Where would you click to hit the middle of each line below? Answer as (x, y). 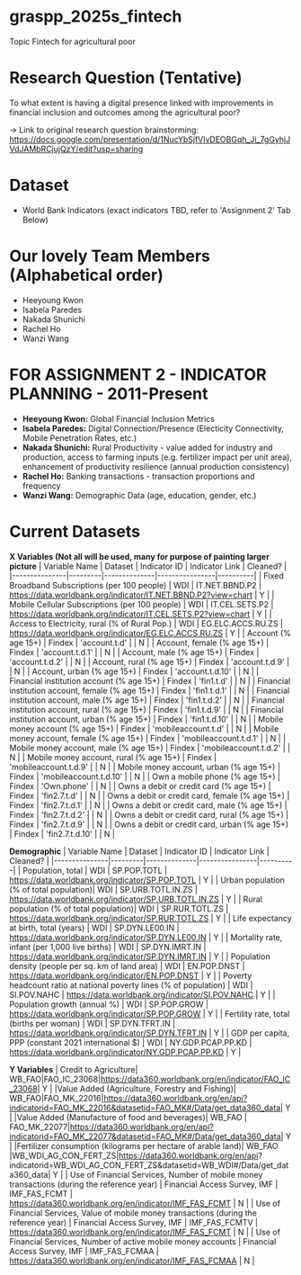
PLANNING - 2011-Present (109, 394)
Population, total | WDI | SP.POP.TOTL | (95, 870)
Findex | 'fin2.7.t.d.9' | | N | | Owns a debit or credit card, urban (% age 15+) (149, 824)
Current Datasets (75, 531)
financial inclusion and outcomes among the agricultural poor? (125, 112)
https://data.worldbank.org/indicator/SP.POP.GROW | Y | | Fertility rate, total (150, 1013)
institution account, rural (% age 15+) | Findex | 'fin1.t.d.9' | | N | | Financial (147, 709)
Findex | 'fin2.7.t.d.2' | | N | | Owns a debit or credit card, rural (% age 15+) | (149, 814)
